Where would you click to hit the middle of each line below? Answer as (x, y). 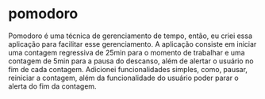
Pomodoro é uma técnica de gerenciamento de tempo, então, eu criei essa (130, 36)
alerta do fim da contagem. (52, 86)
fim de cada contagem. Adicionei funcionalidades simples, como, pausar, (128, 69)
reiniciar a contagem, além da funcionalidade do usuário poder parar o (124, 78)
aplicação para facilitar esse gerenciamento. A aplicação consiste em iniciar (132, 44)
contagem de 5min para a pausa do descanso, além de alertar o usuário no (131, 61)
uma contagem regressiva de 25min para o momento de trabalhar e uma (127, 52)
